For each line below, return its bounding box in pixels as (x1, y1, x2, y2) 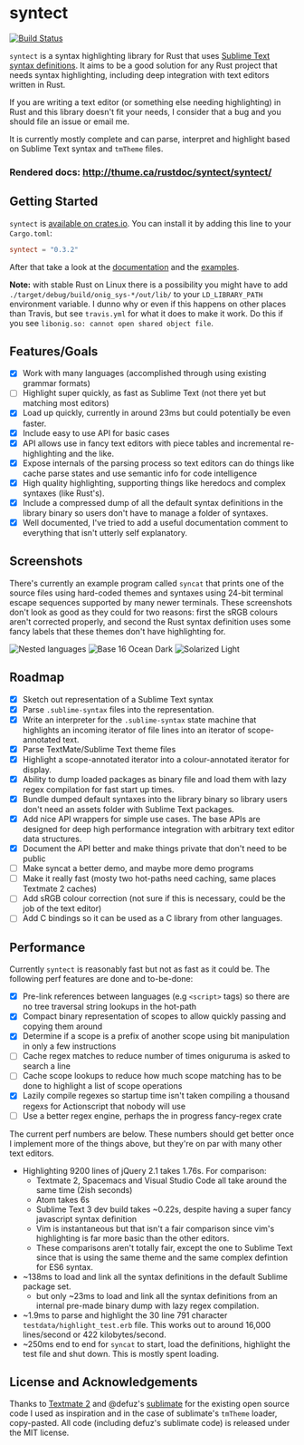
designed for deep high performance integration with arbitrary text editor (22, 824, 295, 835)
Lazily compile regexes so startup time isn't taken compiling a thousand (22, 1091, 290, 1101)
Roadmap (9, 670, 65, 685)
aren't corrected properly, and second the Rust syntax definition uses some (9, 616, 291, 627)
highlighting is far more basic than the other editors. (35, 1232, 230, 1244)
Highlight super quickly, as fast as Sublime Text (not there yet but (22, 388, 267, 399)
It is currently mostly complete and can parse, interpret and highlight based (9, 133, 290, 144)
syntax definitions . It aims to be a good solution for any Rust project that (9, 60, 278, 71)
